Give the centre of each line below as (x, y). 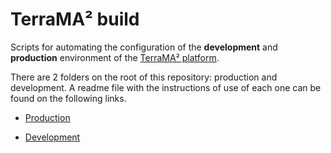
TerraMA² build (75, 19)
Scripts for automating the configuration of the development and (144, 47)
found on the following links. (68, 98)
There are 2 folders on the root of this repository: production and (144, 77)
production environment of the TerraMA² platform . (115, 57)
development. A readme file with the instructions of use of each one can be (166, 87)
